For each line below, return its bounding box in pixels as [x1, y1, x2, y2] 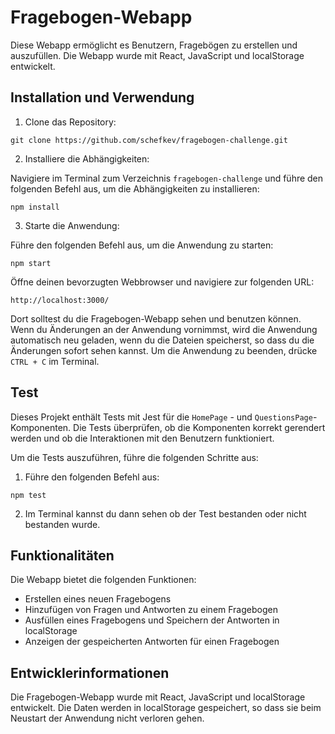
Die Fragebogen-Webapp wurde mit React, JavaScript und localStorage [10, 691, 306, 703]
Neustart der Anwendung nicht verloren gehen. [10, 712, 205, 725]
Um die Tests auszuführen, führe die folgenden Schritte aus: [10, 451, 259, 463]
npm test [10, 490, 47, 500]
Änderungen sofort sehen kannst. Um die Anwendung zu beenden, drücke [10, 344, 318, 356]
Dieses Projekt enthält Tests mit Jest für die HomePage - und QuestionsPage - [10, 411, 318, 423]
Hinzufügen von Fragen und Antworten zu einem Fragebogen [24, 604, 278, 616]
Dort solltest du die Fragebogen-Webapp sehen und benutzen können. [10, 312, 302, 325]
